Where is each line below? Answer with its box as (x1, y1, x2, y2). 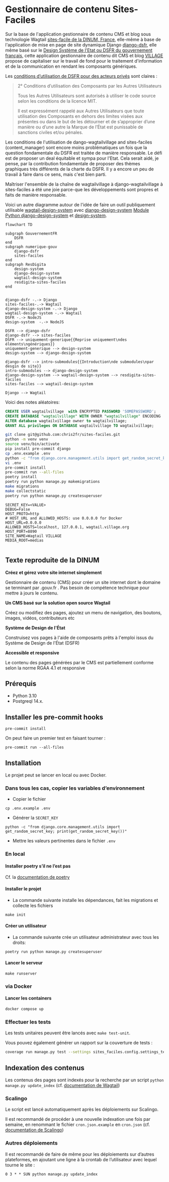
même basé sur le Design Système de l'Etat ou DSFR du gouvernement (5, 47, 152, 53)
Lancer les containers (5, 995, 52, 1002)
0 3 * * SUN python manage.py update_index (5, 1171, 98, 1176)
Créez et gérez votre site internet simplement (5, 569, 102, 575)
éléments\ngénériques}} (5, 341, 55, 347)
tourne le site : (5, 1162, 35, 1168)
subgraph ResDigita (5, 262, 46, 267)
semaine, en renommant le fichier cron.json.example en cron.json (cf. (5, 1121, 150, 1128)
